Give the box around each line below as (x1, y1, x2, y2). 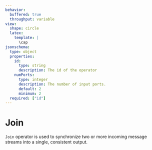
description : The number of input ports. (18, 81, 106, 86)
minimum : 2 (18, 91, 41, 96)
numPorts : (14, 72, 35, 77)
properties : (9, 53, 35, 59)
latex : (9, 30, 23, 35)
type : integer (18, 77, 48, 82)
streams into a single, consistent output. (5, 139, 88, 145)
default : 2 (18, 86, 41, 91)
